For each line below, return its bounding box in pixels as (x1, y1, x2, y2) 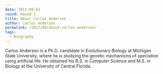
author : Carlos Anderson (5, 20, 55, 26)
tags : (5, 30, 16, 35)
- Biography (9, 35, 34, 39)
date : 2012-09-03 (5, 7, 40, 12)
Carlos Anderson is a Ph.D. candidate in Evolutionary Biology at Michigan (5, 47, 152, 54)
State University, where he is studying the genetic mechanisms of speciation (5, 53, 159, 58)
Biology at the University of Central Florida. (5, 63, 91, 69)
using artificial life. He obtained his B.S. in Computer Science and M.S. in (5, 58, 151, 64)
